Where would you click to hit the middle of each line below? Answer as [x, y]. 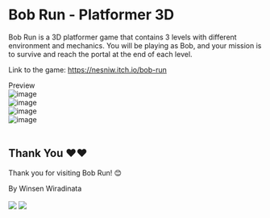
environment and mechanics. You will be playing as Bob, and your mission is [135, 45]
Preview [22, 85]
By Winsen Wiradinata [45, 188]
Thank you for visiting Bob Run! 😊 [65, 173]
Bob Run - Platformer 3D [91, 15]
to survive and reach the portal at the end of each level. [100, 54]
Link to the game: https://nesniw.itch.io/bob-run [88, 69]
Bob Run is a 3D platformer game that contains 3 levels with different [123, 37]
